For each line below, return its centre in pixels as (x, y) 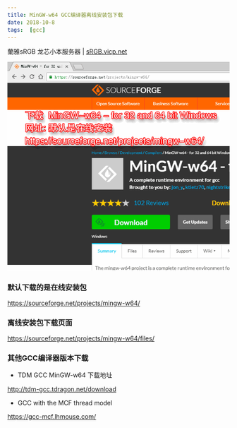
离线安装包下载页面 (40, 323)
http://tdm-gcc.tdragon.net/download (62, 389)
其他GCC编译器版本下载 (48, 358)
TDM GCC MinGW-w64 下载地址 (65, 375)
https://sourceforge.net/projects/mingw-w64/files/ (81, 338)
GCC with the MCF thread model (65, 403)
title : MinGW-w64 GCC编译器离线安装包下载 (65, 15)
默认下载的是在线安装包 (47, 287)
